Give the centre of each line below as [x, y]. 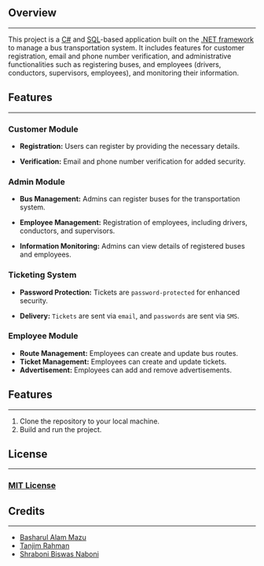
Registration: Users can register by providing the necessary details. [130, 146]
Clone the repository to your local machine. [89, 421]
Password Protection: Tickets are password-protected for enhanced [130, 292]
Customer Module [43, 129]
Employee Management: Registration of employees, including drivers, [133, 223]
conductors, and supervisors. [67, 231]
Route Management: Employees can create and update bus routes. [128, 353]
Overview [33, 13]
